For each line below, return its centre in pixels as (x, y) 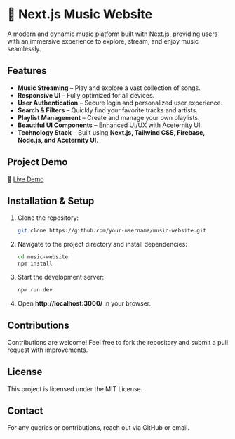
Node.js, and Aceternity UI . (58, 140)
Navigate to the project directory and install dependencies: (102, 244)
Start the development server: (61, 277)
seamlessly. (24, 48)
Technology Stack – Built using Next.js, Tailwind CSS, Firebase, (111, 132)
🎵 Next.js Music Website (80, 14)
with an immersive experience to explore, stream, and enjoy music (103, 41)
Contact (25, 411)
